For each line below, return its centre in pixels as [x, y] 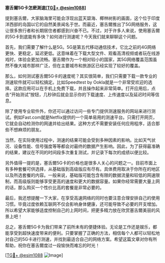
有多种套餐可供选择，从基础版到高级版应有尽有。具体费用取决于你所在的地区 [82, 169]
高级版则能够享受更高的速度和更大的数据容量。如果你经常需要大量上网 [89, 181]
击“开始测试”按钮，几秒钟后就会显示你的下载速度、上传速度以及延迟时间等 [80, 95]
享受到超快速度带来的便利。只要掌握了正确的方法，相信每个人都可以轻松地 [84, 233]
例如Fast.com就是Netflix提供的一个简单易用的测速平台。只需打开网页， [85, 117]
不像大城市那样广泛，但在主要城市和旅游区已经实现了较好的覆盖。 [76, 66]
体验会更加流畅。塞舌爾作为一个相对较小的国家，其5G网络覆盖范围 [85, 59]
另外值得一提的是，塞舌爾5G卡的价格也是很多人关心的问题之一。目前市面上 [81, 163]
